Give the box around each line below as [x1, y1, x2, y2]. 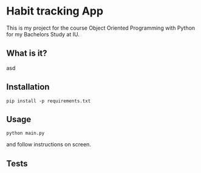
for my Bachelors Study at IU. [6, 30, 80, 38]
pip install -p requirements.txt [6, 98, 91, 104]
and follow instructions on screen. [6, 141, 91, 148]
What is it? [6, 48, 47, 59]
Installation [6, 82, 50, 92]
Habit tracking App [6, 4, 104, 18]
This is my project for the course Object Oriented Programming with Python [6, 24, 196, 31]
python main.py [6, 130, 45, 137]
